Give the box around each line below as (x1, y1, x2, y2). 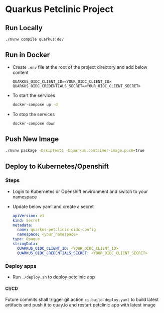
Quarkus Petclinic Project (5, 4, 114, 15)
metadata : (12, 223, 34, 228)
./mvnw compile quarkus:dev (5, 37, 64, 42)
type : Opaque (12, 237, 40, 242)
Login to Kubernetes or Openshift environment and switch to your (12, 188, 148, 194)
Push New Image (5, 135, 59, 143)
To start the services (12, 92, 55, 98)
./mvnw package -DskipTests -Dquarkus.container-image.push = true (5, 148, 144, 153)
